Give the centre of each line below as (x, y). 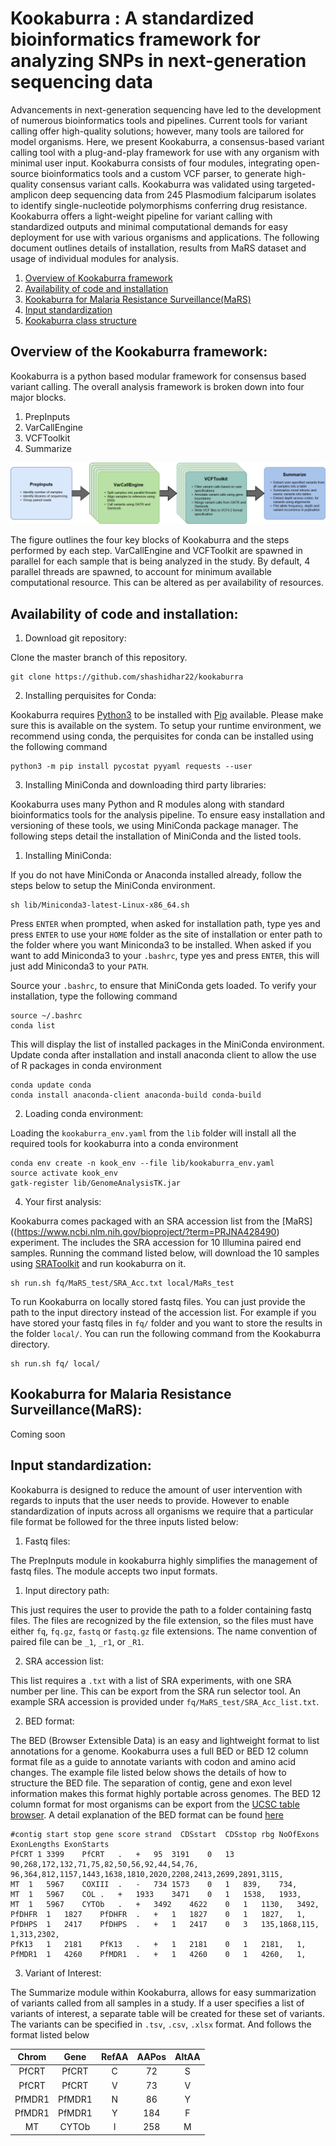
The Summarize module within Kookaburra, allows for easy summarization (163, 1992)
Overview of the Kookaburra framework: (139, 352)
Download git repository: (75, 638)
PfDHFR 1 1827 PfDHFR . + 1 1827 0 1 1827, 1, (158, 1914)
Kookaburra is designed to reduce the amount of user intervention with (156, 1489)
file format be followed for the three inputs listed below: (124, 1521)
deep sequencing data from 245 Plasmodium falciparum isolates (183, 194)
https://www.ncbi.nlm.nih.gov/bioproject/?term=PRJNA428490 (146, 1231)
